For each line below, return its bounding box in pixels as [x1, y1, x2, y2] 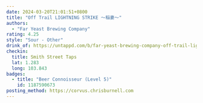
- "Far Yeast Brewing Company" [11, 25, 91, 32]
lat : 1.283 [11, 59, 39, 65]
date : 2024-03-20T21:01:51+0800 [6, 8, 88, 15]
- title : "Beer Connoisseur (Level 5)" [11, 76, 112, 82]
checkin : [6, 48, 28, 55]
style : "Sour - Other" [6, 37, 63, 43]
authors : [6, 20, 28, 26]
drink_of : [6, 43, 31, 49]
